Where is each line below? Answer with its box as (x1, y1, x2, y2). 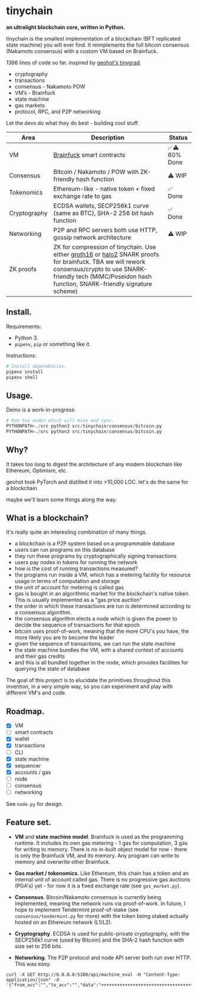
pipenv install (6, 368, 44, 375)
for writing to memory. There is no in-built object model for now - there (14, 845, 187, 853)
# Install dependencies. (6, 363, 67, 369)
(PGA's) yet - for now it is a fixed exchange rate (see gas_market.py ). (14, 882, 181, 889)
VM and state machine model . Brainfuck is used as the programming (14, 833, 184, 840)
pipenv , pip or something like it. (14, 340, 91, 347)
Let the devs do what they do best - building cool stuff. (6, 119, 140, 126)
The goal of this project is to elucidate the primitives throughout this (6, 677, 171, 684)
